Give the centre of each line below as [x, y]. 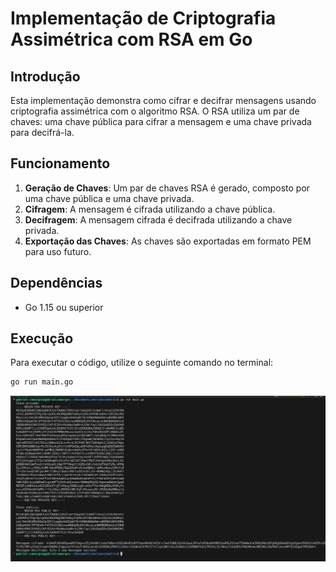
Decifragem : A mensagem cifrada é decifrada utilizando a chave [158, 219]
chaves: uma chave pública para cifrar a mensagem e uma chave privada [161, 121]
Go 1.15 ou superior [64, 307]
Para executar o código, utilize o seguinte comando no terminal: [142, 363]
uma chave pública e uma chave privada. [109, 198]
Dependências [56, 283]
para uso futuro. [58, 251]
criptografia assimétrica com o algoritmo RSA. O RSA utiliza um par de [155, 111]
